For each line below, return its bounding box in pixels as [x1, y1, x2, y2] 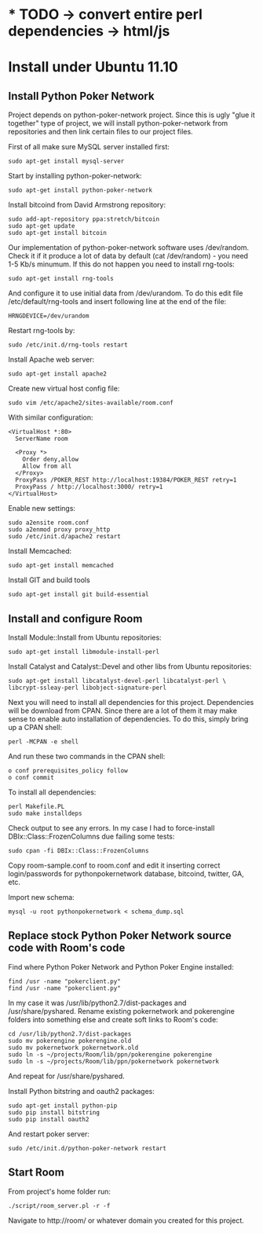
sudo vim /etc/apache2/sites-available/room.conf [8, 399, 174, 407]
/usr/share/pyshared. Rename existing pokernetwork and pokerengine [8, 1006, 236, 1015]
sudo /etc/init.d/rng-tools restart [8, 341, 128, 349]
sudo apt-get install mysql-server [8, 157, 125, 166]
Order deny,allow [22, 456, 79, 464]
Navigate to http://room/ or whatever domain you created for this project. [8, 1216, 245, 1225]
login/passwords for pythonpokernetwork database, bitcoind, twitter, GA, [8, 869, 245, 878]
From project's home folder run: [8, 1187, 111, 1196]
